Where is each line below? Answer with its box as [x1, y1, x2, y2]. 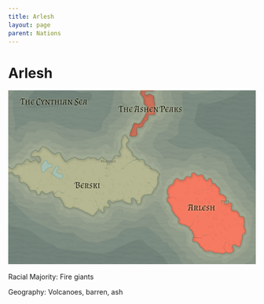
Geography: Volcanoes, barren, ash [8, 287, 123, 296]
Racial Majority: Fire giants [8, 272, 94, 281]
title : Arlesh [8, 13, 55, 20]
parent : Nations [8, 29, 61, 37]
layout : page [8, 20, 51, 29]
